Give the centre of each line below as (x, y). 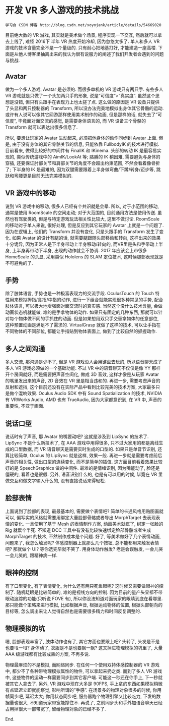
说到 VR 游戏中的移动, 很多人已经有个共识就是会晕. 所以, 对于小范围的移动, (82, 206)
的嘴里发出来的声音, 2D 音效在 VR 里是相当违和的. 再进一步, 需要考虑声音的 (83, 381)
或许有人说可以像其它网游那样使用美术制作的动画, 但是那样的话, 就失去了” (81, 115)
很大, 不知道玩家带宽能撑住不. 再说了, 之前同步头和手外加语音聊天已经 (90, 703)
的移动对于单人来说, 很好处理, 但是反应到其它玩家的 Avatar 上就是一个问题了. (84, 225)
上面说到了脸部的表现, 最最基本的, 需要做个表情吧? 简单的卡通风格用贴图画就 (84, 511)
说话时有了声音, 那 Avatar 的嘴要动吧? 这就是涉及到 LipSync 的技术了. (77, 436)
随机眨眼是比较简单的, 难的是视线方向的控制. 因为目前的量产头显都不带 (89, 592)
